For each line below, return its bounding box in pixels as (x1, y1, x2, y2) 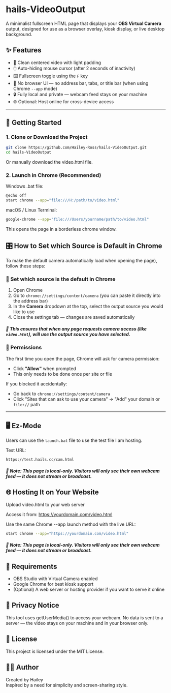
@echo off (6, 193, 27, 198)
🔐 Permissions (6, 344, 42, 351)
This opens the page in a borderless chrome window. (6, 226, 117, 232)
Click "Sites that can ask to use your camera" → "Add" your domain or (13, 396, 160, 402)
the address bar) (13, 298, 48, 304)
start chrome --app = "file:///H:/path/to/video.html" (6, 198, 120, 203)
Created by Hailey (6, 676, 44, 682)
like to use (13, 309, 35, 315)
